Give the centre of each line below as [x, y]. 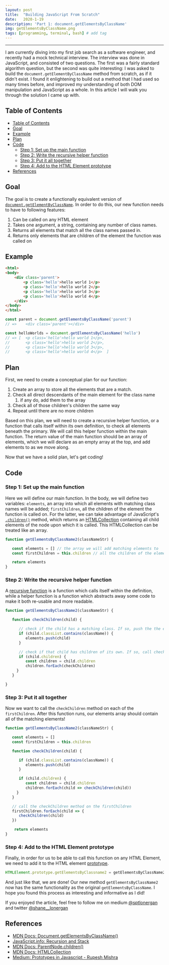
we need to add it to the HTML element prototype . [57, 863]
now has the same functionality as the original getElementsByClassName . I [80, 888]
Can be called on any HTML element [50, 219]
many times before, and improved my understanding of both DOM [73, 84]
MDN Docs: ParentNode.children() [48, 946]
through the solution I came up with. [43, 95]
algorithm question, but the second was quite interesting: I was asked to [80, 68]
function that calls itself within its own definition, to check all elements [78, 426]
